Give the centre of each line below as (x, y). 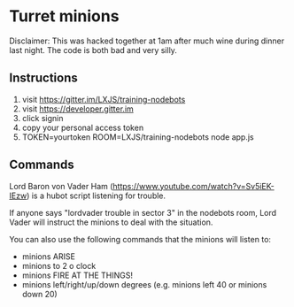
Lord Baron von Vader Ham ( (61, 186)
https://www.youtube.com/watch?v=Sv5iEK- (193, 186)
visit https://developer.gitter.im (78, 109)
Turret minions (64, 16)
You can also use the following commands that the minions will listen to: (140, 239)
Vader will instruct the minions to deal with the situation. (111, 222)
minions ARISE (48, 256)
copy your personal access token (83, 127)
